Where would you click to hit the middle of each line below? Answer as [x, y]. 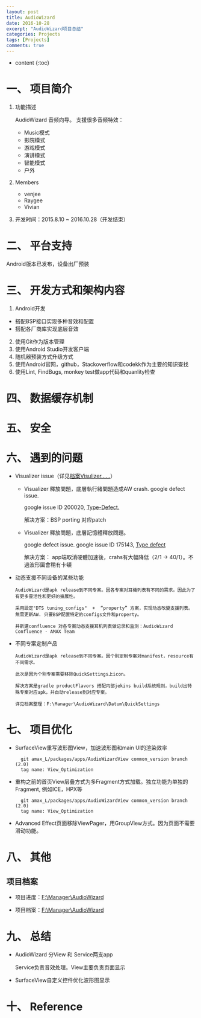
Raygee [33, 200]
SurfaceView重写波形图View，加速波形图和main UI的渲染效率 [91, 747]
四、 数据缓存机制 [50, 398]
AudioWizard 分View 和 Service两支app [64, 954]
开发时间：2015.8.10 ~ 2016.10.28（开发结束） [72, 219]
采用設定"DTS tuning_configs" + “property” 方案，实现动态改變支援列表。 [104, 608]
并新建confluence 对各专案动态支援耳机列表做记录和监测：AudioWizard [94, 626]
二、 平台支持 [39, 246]
